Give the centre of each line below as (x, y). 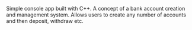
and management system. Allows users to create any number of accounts (96, 15)
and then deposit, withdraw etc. (45, 21)
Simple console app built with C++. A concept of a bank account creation (96, 9)
